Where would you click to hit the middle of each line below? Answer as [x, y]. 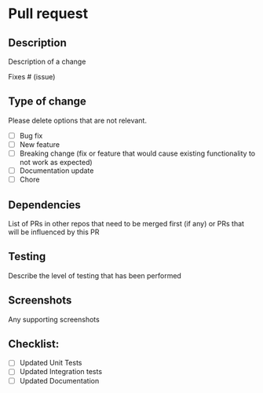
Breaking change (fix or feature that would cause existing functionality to [137, 153]
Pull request [48, 14]
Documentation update [57, 171]
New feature [40, 144]
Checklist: [34, 344]
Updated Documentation [59, 380]
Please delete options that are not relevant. [78, 120]
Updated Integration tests [61, 372]
